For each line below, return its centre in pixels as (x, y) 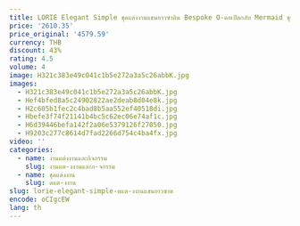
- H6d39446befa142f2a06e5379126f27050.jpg (97, 125)
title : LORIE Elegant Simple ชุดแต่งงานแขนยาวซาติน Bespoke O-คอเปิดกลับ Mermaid (146, 17)
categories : (31, 149)
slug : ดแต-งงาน (51, 183)
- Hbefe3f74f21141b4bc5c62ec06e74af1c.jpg (97, 117)
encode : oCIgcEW (39, 200)
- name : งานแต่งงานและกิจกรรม (62, 158)
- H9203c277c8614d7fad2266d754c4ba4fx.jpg (97, 133)
